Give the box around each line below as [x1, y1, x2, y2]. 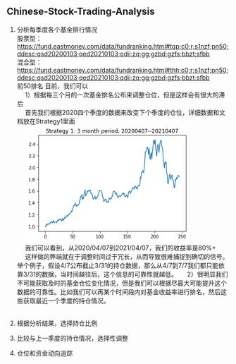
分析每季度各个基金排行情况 [16, 25, 98, 34]
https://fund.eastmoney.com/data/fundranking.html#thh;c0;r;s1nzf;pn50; [16, 66, 229, 74]
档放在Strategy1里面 [16, 116, 75, 126]
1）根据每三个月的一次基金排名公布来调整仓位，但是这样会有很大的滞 [25, 90, 225, 99]
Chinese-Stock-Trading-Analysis [6, 6, 156, 18]
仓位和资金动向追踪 [16, 348, 73, 357]
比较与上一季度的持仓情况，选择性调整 [16, 334, 128, 342]
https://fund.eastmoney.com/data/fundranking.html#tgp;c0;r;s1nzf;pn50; [16, 42, 229, 50]
